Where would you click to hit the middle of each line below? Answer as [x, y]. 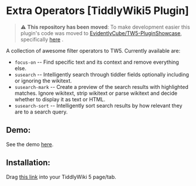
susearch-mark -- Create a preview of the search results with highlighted [101, 87]
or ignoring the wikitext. [43, 81]
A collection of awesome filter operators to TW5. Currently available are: [93, 50]
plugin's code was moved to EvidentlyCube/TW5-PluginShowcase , [101, 33]
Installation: [28, 163]
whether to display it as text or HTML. [60, 99]
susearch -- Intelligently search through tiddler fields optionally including [102, 74]
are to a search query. [41, 112]
